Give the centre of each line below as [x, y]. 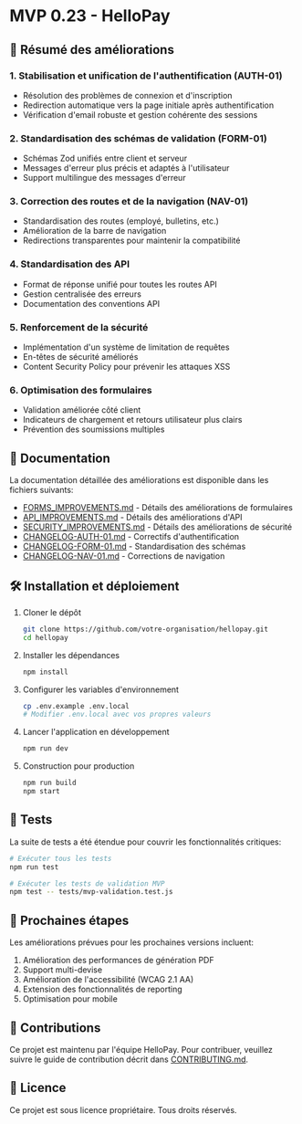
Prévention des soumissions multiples [94, 429]
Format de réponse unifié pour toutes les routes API [120, 284]
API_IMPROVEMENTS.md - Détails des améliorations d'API [133, 518]
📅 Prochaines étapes [69, 920]
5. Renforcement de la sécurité [79, 327]
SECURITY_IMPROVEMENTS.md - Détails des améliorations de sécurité [157, 527]
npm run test [34, 867]
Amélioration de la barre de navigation [94, 231]
